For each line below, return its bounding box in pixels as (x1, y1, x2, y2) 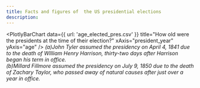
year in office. (6, 75, 41, 82)
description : (6, 14, 39, 20)
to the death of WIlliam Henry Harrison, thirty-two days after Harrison (6, 49, 179, 56)
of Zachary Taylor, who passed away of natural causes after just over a (6, 68, 184, 76)
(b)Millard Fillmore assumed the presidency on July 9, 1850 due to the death (6, 62, 194, 69)
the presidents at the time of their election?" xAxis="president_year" (6, 37, 174, 44)
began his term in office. (6, 56, 67, 63)
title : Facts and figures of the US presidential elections (6, 8, 162, 15)
